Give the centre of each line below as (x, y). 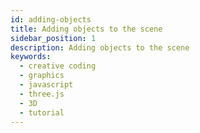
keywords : (31, 57)
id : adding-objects (51, 19)
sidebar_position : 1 (53, 38)
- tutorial (42, 112)
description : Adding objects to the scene (100, 47)
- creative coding (58, 66)
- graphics (42, 76)
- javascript (46, 85)
